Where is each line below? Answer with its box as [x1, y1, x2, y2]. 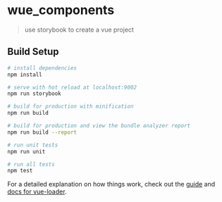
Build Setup [7, 46, 59, 58]
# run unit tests [7, 141, 58, 149]
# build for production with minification [7, 103, 134, 111]
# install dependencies [7, 64, 78, 72]
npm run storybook [7, 90, 61, 97]
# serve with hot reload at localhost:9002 [7, 84, 137, 91]
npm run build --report [7, 129, 78, 136]
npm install [7, 71, 42, 78]
